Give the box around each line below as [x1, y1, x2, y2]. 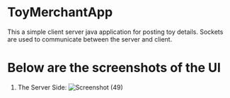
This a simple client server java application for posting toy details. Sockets [7, 27, 224, 36]
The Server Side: [17, 82, 67, 92]
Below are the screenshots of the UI [7, 60, 222, 76]
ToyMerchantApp [7, 4, 113, 20]
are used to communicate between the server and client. [7, 35, 173, 43]
